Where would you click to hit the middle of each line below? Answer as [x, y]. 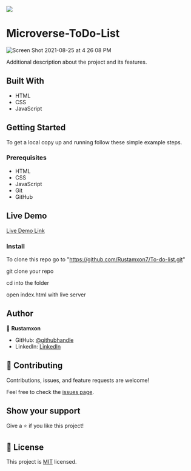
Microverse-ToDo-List [63, 34]
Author [20, 314]
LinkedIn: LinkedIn [38, 346]
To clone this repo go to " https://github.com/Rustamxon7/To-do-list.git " [96, 259]
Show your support [43, 411]
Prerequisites [26, 158]
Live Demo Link [26, 230]
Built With [25, 81]
